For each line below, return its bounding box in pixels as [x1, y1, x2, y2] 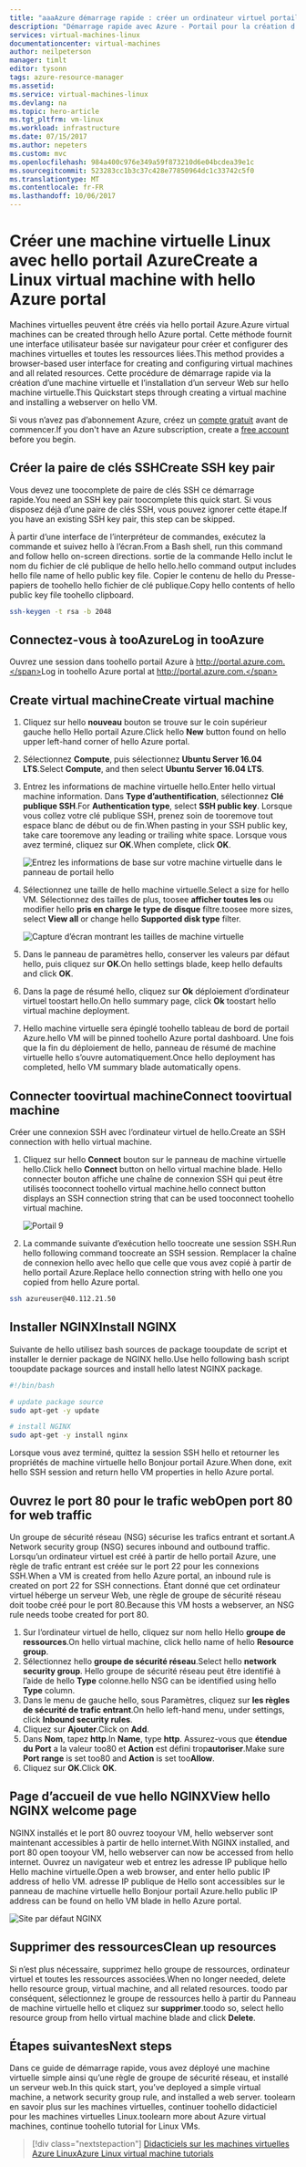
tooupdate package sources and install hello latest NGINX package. [9, 1363, 263, 1374]
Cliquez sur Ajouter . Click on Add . [22, 1724, 150, 1735]
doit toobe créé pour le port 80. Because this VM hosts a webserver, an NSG [9, 1599, 294, 1610]
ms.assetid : [9, 81, 55, 90]
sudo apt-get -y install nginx [9, 1431, 128, 1440]
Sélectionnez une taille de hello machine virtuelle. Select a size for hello [22, 884, 290, 895]
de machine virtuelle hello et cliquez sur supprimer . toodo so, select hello [9, 2002, 284, 2013]
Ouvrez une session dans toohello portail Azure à [9, 656, 194, 667]
